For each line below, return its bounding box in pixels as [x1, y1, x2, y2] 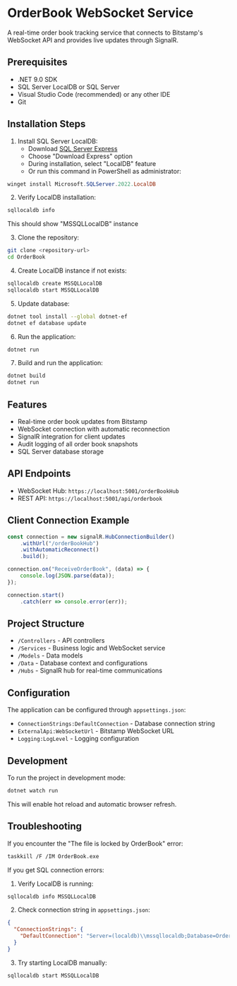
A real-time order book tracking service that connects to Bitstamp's [7, 28, 203, 37]
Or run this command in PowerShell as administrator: [28, 167, 181, 175]
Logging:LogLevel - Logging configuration [17, 735, 140, 743]
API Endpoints [7, 468, 71, 480]
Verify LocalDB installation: [17, 193, 97, 202]
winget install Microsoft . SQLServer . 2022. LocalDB [7, 180, 157, 188]
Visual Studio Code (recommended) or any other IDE [17, 90, 171, 98]
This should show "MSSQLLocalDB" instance [7, 220, 139, 228]
